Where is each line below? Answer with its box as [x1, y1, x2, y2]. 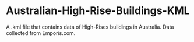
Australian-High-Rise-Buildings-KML [6, 4, 190, 17]
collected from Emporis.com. [6, 29, 76, 36]
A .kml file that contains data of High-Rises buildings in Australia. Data [6, 23, 174, 30]
